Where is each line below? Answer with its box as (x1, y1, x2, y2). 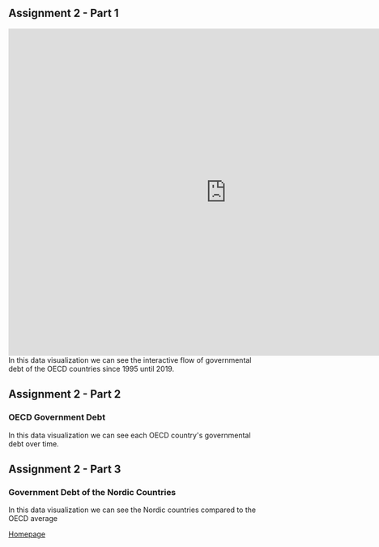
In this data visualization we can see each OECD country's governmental (8, 430, 251, 440)
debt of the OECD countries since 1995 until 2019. (8, 364, 175, 373)
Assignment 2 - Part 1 (8, 6, 119, 20)
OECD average (8, 514, 58, 523)
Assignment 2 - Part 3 (8, 462, 121, 476)
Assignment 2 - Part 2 (8, 387, 121, 401)
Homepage (8, 529, 46, 539)
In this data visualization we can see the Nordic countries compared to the (8, 505, 257, 515)
